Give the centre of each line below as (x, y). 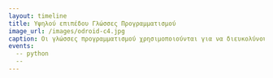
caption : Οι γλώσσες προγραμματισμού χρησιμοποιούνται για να (116, 39)
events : (22, 46)
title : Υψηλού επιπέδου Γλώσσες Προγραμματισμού (92, 24)
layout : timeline (38, 16)
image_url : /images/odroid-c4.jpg (67, 31)
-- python (32, 54)
